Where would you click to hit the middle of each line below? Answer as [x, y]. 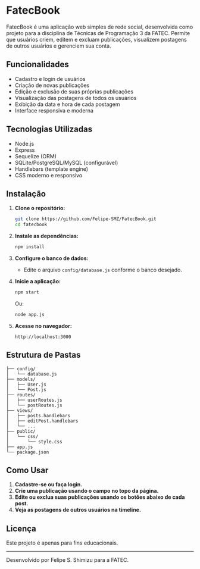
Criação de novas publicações [52, 85]
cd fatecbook [31, 225]
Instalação [26, 194]
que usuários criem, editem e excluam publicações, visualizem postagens [97, 39]
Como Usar [27, 470]
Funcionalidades [38, 65]
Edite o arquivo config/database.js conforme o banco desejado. [103, 270]
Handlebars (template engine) [51, 169]
